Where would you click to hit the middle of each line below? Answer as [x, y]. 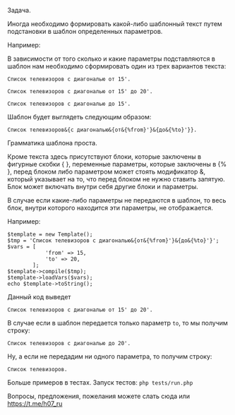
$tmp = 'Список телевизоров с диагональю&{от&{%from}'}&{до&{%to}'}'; [113, 241]
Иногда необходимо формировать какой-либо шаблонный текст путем [115, 24]
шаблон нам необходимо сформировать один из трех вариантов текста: [117, 66]
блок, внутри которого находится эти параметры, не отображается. [110, 208]
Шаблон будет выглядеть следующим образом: [79, 117]
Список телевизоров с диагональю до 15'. [69, 104]
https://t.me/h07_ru [35, 404]
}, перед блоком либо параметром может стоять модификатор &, [107, 172]
